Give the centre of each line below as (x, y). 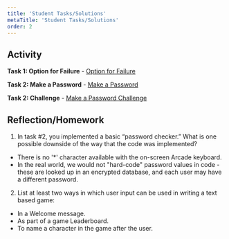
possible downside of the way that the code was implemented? (107, 144)
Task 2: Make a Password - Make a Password (73, 85)
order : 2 (20, 26)
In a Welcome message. (51, 213)
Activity (25, 54)
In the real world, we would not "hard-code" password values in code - (118, 165)
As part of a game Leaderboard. (63, 221)
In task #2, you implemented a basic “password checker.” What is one (117, 136)
